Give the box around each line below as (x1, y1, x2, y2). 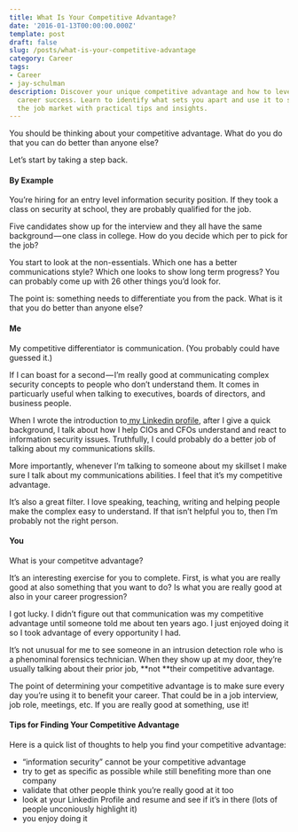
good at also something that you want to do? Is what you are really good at (9, 582, 282, 593)
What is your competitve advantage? (9, 555, 144, 566)
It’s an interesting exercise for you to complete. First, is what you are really (9, 572, 281, 583)
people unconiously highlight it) (21, 804, 137, 814)
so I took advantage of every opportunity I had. (9, 627, 182, 638)
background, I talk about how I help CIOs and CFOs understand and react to (9, 424, 286, 435)
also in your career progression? (9, 591, 128, 601)
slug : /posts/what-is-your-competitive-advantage (9, 46, 197, 55)
